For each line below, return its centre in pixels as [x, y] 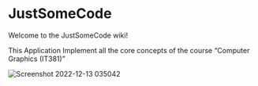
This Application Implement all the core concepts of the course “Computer [129, 50]
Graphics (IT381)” [37, 59]
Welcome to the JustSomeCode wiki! [68, 35]
